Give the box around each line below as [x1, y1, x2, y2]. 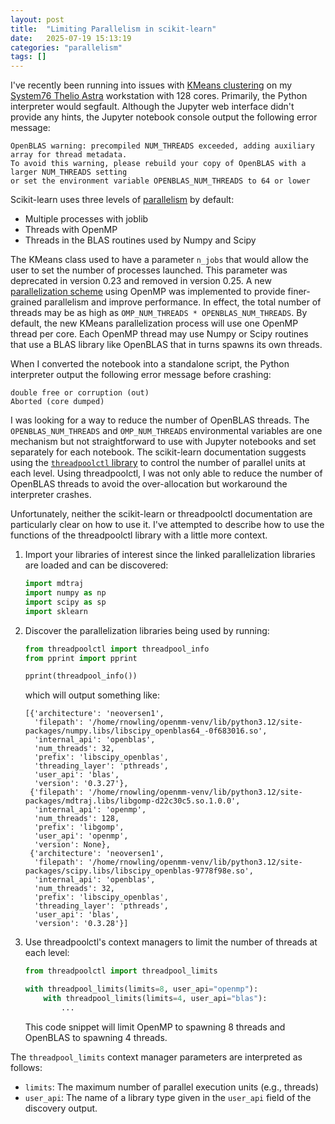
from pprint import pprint [24, 653, 138, 663]
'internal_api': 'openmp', [34, 805, 147, 815]
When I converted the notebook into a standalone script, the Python [10, 358, 290, 370]
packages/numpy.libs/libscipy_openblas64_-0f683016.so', [24, 726, 268, 736]
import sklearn [24, 606, 89, 616]
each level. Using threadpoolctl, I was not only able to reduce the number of [10, 467, 323, 480]
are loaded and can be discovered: [24, 559, 169, 571]
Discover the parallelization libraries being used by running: [24, 624, 270, 636]
